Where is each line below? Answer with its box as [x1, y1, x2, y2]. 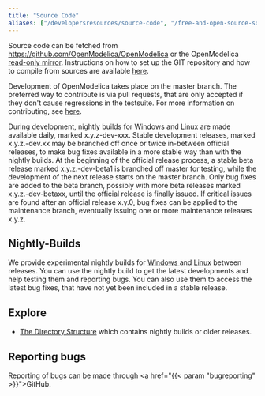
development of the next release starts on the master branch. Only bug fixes [8, 172, 256, 182]
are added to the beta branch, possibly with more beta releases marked [8, 180, 241, 190]
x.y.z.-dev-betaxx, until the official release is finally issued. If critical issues [8, 189, 252, 198]
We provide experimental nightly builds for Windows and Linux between [8, 258, 242, 267]
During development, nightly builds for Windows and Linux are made [8, 122, 231, 131]
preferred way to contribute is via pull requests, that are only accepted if [8, 89, 244, 99]
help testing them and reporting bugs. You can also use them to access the [8, 274, 252, 285]
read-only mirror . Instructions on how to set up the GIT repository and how [8, 57, 251, 67]
